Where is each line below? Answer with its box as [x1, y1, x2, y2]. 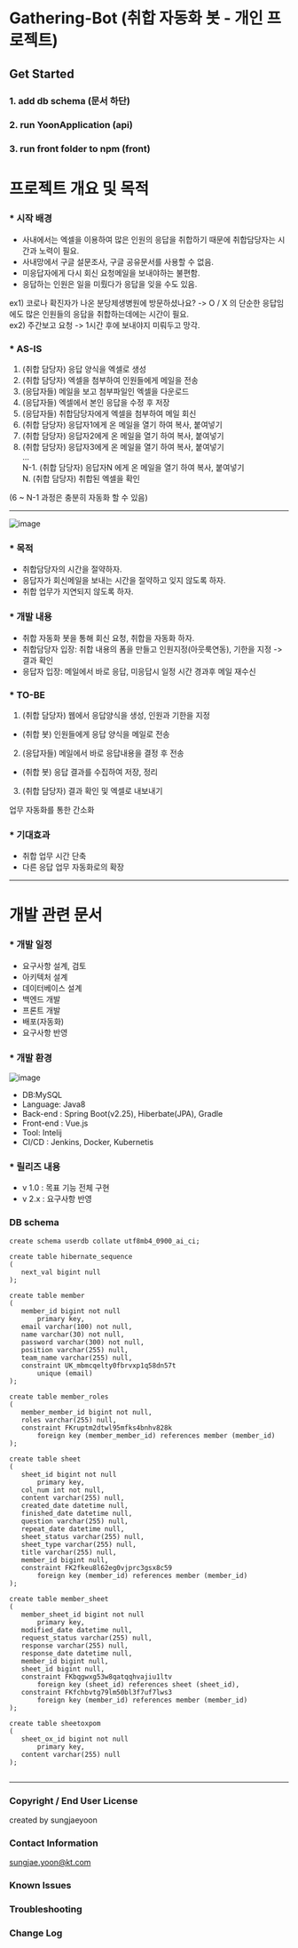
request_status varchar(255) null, [20, 1633, 153, 1642]
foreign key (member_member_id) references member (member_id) [36, 1431, 276, 1440]
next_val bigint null [20, 1268, 101, 1277]
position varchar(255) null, [20, 1345, 129, 1354]
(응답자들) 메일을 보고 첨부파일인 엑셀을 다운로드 [21, 386, 190, 397]
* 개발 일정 [9, 939, 53, 951]
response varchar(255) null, [20, 1641, 129, 1650]
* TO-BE [9, 688, 46, 701]
